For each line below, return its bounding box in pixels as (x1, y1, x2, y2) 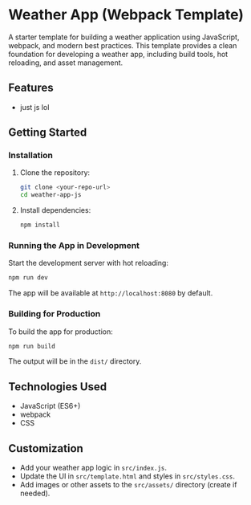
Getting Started (8, 126, 87, 140)
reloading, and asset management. (8, 58, 123, 67)
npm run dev (8, 274, 48, 282)
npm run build (8, 342, 56, 350)
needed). (19, 488, 51, 499)
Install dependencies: (19, 206, 91, 215)
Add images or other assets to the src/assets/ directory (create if (19, 480, 237, 490)
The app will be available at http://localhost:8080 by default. (8, 288, 213, 298)
